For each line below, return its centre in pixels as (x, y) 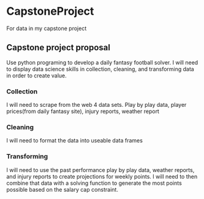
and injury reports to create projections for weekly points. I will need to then (102, 176)
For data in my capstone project (47, 28)
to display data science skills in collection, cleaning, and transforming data (100, 69)
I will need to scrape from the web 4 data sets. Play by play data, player (96, 105)
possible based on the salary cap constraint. (62, 189)
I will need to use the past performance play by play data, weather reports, (100, 170)
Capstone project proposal (58, 48)
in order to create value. (37, 76)
